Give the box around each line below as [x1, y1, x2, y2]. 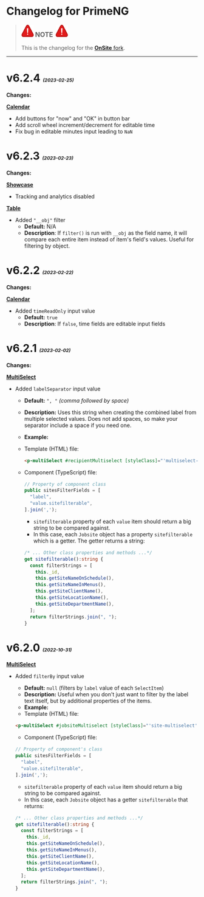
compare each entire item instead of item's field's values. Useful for [24, 235, 194, 243]
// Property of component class [24, 481, 106, 487]
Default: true [24, 313, 58, 320]
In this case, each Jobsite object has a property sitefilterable [33, 530, 193, 538]
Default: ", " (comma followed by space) [24, 397, 129, 404]
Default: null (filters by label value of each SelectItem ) [24, 684, 164, 691]
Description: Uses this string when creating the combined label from [24, 409, 197, 416]
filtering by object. [24, 242, 70, 249]
